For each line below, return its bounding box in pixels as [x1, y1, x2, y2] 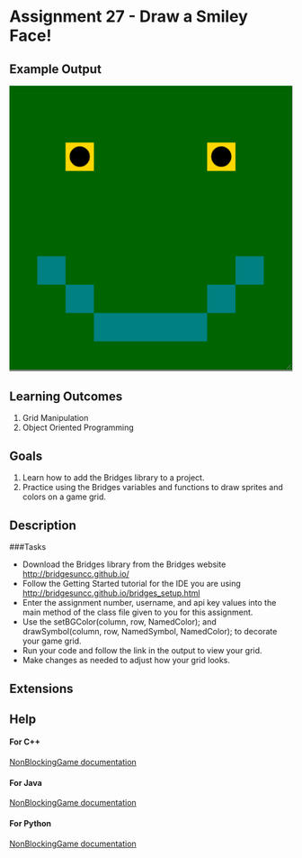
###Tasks [9, 542, 47, 552]
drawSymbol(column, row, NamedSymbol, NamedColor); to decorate [22, 626, 278, 637]
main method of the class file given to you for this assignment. [22, 607, 253, 618]
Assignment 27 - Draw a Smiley [9, 6, 249, 27]
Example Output [9, 61, 102, 77]
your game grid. [22, 635, 83, 646]
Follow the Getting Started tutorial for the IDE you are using [22, 579, 241, 589]
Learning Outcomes [9, 389, 123, 405]
